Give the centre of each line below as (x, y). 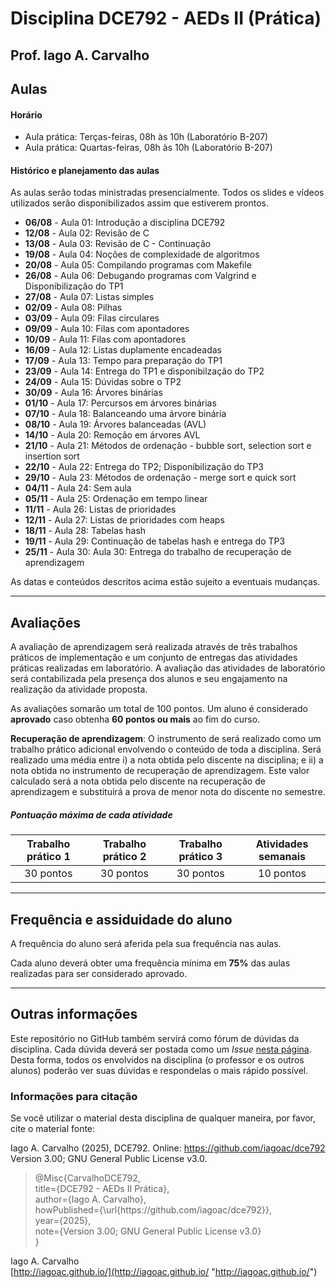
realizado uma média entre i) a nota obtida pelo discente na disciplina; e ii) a (167, 760)
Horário (26, 114)
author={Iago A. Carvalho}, (90, 1199)
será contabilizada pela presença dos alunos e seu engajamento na (149, 679)
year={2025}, (63, 1221)
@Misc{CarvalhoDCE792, (87, 1178)
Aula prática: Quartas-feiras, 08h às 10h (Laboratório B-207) (148, 148)
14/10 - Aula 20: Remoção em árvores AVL (112, 435)
